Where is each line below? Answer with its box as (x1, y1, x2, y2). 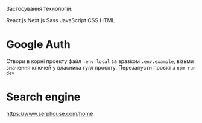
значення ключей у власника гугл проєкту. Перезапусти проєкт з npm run (6, 64, 196, 71)
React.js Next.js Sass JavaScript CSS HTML (6, 17, 115, 23)
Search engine (6, 90, 81, 104)
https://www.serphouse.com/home (6, 110, 93, 117)
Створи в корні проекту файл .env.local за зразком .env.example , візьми (6, 57, 194, 65)
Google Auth (6, 38, 71, 52)
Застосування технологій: (6, 5, 73, 12)
